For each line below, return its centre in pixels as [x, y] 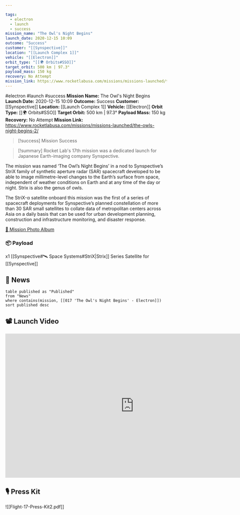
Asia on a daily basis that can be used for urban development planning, [81, 214]
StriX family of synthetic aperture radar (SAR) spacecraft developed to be [83, 171]
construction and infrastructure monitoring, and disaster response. [76, 219]
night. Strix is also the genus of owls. [44, 188]
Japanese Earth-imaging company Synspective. [68, 156]
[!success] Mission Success [47, 140]
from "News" [18, 296]
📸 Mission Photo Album [30, 229]
